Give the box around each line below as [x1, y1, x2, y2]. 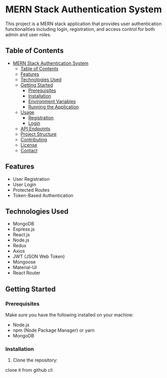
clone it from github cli [5, 367, 53, 373]
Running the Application [28, 104, 79, 110]
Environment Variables [28, 98, 76, 104]
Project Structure [20, 131, 57, 137]
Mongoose [12, 259, 36, 265]
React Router [12, 270, 41, 276]
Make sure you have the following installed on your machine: [5, 312, 134, 318]
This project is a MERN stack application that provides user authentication [5, 21, 162, 27]
